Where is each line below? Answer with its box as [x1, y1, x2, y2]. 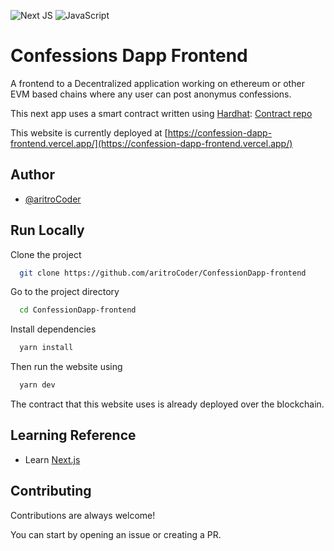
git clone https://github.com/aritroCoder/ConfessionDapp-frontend [19, 268, 307, 278]
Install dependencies [10, 323, 97, 335]
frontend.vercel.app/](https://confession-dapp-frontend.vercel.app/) [10, 137, 293, 149]
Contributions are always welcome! [10, 509, 156, 521]
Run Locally [10, 222, 85, 239]
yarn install [19, 343, 74, 353]
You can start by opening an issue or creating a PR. [10, 528, 222, 540]
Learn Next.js [24, 453, 81, 465]
